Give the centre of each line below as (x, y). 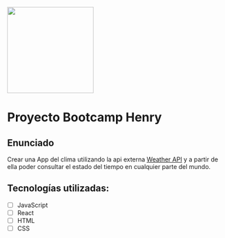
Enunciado (31, 142)
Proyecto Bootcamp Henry (85, 118)
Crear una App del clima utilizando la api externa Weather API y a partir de (113, 159)
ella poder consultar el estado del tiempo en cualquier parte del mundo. (109, 167)
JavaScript (32, 205)
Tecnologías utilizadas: (58, 189)
